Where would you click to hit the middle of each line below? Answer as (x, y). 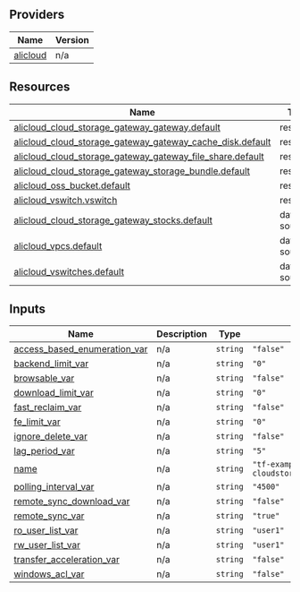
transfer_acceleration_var (67, 560)
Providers (37, 15)
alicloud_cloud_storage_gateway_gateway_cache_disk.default (142, 142)
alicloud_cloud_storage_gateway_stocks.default (113, 220)
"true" (266, 516)
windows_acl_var (49, 574)
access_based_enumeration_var (81, 349)
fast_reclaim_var (48, 408)
